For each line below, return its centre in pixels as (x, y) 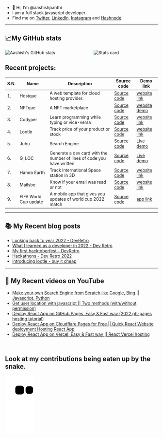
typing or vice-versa (70, 122)
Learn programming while (75, 117)
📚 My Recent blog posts (43, 226)
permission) (24, 308)
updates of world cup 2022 (77, 199)
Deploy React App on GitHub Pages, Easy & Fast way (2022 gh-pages (82, 313)
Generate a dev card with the (79, 153)
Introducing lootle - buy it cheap (44, 261)
